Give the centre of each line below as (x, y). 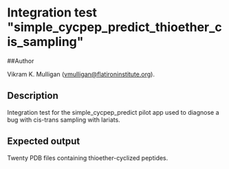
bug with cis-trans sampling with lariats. (64, 120)
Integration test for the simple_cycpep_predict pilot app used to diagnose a (113, 112)
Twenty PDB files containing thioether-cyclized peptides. (88, 158)
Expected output (44, 141)
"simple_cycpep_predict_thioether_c (115, 27)
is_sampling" (45, 42)
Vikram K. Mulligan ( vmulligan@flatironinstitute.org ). (81, 74)
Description (33, 96)
